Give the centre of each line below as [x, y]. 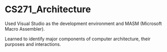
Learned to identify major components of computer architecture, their [78, 39]
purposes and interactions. [33, 44]
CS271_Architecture [48, 9]
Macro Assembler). [25, 29]
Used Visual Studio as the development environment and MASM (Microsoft [83, 23]
